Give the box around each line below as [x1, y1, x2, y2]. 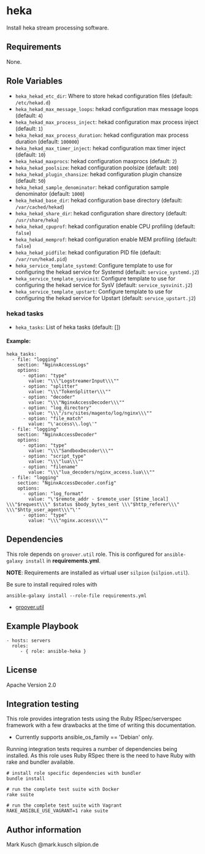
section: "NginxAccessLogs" [17, 362, 89, 368]
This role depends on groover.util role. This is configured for [6, 550, 163, 558]
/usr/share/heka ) [15, 216, 60, 223]
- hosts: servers [6, 637, 51, 644]
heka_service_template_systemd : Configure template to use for [15, 261, 173, 269]
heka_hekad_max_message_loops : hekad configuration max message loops [15, 105, 199, 112]
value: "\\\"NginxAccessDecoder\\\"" [28, 399, 125, 406]
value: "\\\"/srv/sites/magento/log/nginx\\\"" [28, 410, 152, 417]
